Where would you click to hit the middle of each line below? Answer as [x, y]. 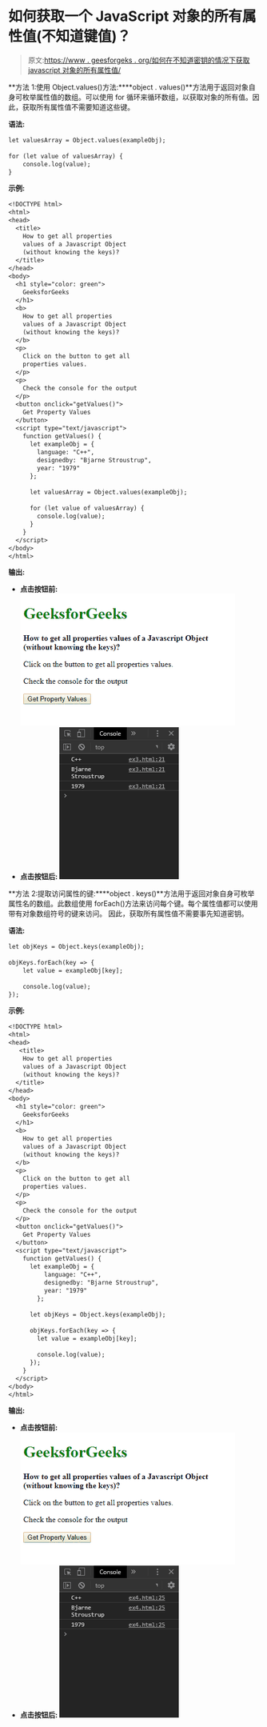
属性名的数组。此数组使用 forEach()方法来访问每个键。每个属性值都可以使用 [133, 903]
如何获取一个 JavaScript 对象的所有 [126, 16]
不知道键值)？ [86, 36]
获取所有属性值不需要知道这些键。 [78, 107]
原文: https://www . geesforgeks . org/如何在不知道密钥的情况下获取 [139, 60]
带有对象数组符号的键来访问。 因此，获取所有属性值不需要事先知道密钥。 [128, 913]
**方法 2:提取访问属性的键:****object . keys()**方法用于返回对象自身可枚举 [132, 893]
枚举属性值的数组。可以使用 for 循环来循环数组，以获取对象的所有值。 [137, 97]
